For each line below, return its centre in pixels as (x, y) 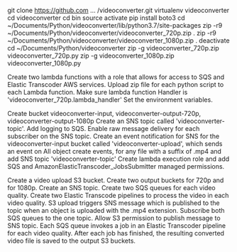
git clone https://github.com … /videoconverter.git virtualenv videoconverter (118, 10)
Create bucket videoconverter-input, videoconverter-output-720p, (104, 114)
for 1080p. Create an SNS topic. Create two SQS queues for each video (112, 188)
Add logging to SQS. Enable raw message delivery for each (113, 128)
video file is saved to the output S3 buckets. (72, 241)
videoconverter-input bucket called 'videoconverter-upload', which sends (115, 144)
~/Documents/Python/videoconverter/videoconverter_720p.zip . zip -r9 (112, 33)
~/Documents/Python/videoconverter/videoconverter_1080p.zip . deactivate (118, 41)
